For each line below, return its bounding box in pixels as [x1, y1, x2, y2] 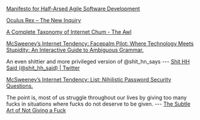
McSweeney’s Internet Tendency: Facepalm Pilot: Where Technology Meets [6, 40, 194, 47]
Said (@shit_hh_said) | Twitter [6, 64, 80, 71]
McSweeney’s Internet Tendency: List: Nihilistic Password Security [6, 76, 172, 83]
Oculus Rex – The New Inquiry [6, 17, 81, 23]
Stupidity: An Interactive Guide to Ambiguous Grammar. [6, 46, 144, 53]
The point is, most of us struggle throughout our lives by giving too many [6, 94, 187, 101]
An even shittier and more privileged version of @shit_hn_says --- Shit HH [6, 58, 190, 65]
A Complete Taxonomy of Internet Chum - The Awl [6, 28, 132, 35]
